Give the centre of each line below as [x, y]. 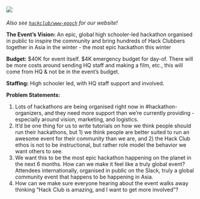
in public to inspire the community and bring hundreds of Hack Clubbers [95, 41]
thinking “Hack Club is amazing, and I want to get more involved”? [97, 189]
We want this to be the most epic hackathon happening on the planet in [103, 158]
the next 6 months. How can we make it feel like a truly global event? [100, 164]
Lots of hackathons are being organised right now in [80, 106]
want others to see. [39, 151]
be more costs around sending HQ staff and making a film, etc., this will [95, 65]
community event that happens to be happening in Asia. [84, 177]
